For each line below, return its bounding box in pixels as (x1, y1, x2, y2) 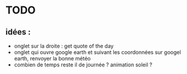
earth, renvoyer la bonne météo (14, 55, 91, 62)
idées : (5, 27, 31, 37)
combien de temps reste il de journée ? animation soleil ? (14, 61, 153, 68)
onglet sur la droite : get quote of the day (14, 42, 114, 49)
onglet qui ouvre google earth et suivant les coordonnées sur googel (14, 49, 181, 56)
